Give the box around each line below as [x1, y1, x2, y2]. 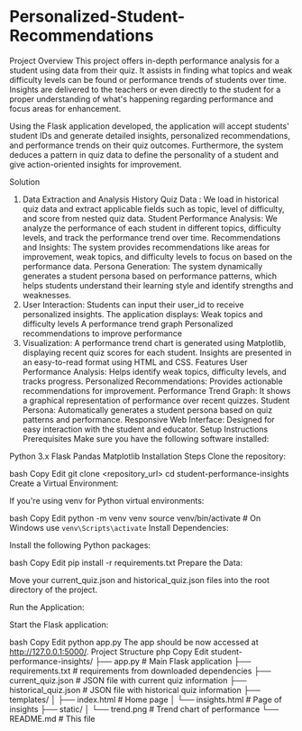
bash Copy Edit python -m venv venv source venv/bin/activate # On [9, 512, 261, 524]
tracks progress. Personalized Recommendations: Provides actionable [22, 376, 283, 387]
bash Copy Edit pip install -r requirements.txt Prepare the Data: [9, 557, 243, 568]
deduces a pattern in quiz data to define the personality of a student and [9, 149, 279, 160]
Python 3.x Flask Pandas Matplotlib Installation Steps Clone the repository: [9, 451, 287, 461]
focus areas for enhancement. [9, 103, 122, 114]
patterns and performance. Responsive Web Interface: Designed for [22, 414, 275, 425]
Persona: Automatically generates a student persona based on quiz [22, 404, 273, 416]
